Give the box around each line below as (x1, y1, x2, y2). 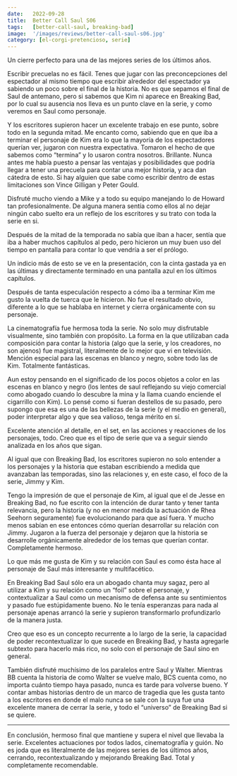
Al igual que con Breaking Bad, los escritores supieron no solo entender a (7, 455, 221, 463)
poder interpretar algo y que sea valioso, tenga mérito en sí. (7, 413, 181, 421)
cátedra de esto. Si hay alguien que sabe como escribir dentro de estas (7, 174, 215, 182)
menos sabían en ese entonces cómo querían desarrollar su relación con (7, 521, 219, 530)
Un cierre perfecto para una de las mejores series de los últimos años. (7, 56, 212, 64)
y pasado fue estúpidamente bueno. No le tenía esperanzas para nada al (7, 601, 219, 610)
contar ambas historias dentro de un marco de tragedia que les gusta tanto (7, 689, 225, 697)
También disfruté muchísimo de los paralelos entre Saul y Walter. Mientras (7, 666, 224, 674)
